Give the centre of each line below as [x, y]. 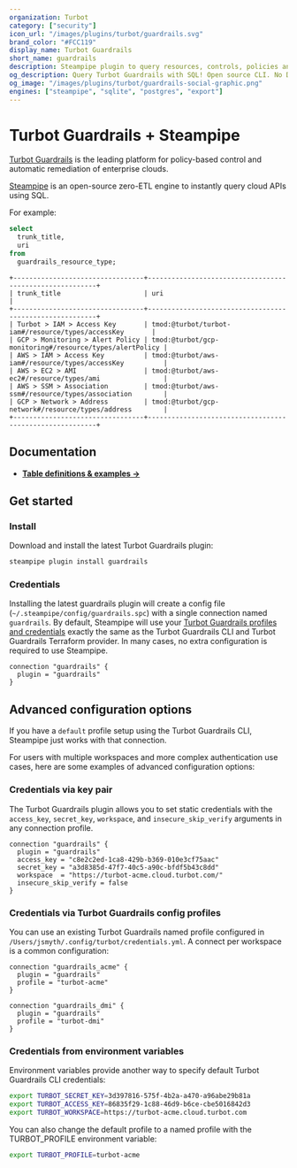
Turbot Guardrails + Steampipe [125, 135]
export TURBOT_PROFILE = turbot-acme [75, 1155]
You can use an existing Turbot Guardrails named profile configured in [137, 932]
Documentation [53, 452]
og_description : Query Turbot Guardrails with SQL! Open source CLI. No [146, 75]
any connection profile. [51, 827]
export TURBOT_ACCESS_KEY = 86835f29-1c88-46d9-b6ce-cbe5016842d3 [130, 1104]
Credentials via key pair [61, 790]
